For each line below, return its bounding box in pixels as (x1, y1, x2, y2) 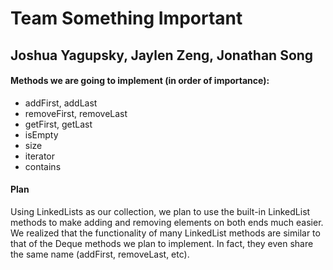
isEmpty (24, 128, 59, 141)
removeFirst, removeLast (24, 107, 128, 119)
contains (24, 160, 62, 172)
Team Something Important (10, 7, 243, 30)
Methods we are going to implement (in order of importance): (10, 75, 270, 87)
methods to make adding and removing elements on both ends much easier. (10, 216, 324, 228)
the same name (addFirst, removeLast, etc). (10, 248, 190, 260)
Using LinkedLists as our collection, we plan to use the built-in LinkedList (10, 205, 311, 217)
